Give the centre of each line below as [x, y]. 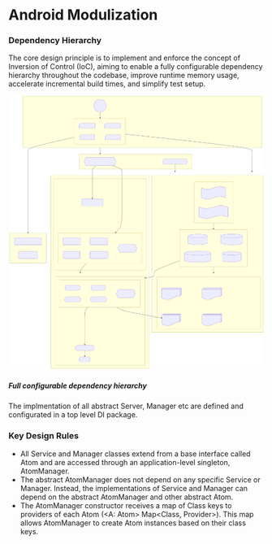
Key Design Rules [44, 436]
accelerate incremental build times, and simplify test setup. [107, 84]
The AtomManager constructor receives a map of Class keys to [126, 505]
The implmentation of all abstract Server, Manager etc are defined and [126, 406]
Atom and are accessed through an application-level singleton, [125, 462]
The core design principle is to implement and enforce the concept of [125, 58]
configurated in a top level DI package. [73, 415]
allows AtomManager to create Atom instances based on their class [133, 523]
